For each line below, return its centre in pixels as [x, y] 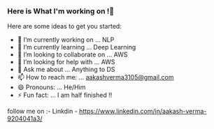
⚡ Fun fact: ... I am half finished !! [65, 95]
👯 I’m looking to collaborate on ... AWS [72, 54]
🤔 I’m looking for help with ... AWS [66, 62]
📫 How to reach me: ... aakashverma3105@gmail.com [95, 77]
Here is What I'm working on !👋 [61, 11]
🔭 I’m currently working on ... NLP [66, 40]
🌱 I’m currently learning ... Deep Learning [77, 47]
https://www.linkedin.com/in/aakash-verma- [143, 112]
